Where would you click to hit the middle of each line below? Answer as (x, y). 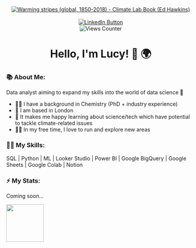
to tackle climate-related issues (54, 123)
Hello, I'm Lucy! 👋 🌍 (101, 54)
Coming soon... (25, 196)
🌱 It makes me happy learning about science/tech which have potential (102, 117)
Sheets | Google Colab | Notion (44, 165)
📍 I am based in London (44, 110)
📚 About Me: (26, 77)
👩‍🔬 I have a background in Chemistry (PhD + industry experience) (96, 104)
